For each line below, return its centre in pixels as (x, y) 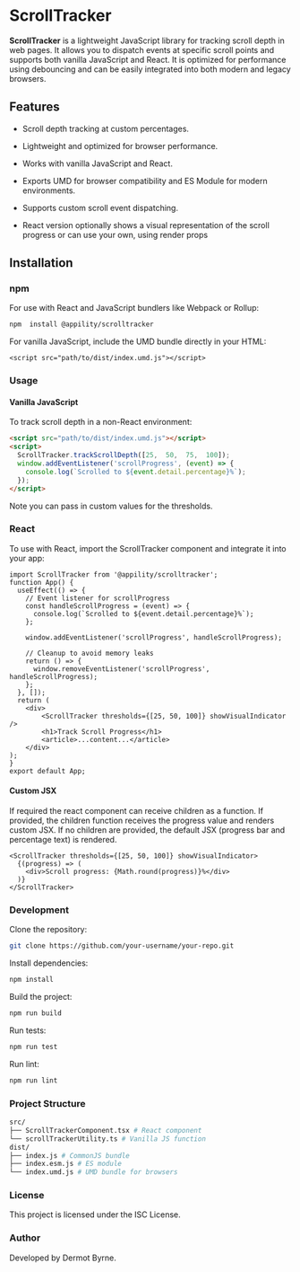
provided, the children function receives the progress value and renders (142, 821)
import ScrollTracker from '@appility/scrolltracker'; (114, 574)
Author (25, 1238)
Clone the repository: (48, 930)
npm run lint (34, 1080)
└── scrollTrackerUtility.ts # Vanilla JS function (107, 1139)
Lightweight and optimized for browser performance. (120, 146)
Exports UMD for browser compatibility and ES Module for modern (145, 181)
